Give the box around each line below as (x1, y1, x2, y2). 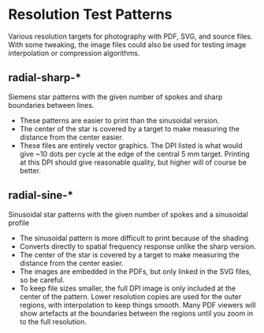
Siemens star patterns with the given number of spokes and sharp (8, 92, 223, 102)
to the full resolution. (19, 316, 87, 326)
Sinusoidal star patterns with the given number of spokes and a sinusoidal (8, 209, 248, 219)
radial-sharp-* (8, 71, 81, 84)
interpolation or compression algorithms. (8, 48, 140, 57)
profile (8, 218, 30, 228)
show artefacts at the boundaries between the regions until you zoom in (19, 309, 254, 318)
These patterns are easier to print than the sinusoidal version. (19, 116, 220, 125)
